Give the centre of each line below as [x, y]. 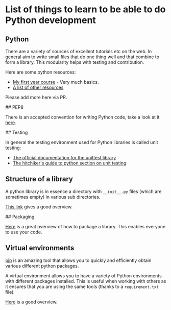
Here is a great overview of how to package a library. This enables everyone [86, 226]
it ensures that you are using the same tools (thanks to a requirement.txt [82, 287]
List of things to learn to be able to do [86, 9]
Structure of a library [39, 179]
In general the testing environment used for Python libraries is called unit [82, 142]
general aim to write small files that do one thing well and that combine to [82, 57]
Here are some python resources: [41, 72]
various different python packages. [42, 266]
